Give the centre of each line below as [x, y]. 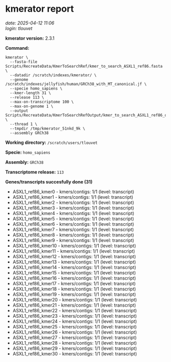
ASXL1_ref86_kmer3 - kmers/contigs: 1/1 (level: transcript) [73, 208]
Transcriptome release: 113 [35, 172]
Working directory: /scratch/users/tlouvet [51, 142]
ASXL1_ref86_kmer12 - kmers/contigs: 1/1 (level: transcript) [74, 256]
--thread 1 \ [24, 124]
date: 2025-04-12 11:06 [30, 23]
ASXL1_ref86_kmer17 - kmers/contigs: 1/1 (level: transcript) [74, 283]
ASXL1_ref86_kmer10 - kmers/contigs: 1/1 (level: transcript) [74, 246]
